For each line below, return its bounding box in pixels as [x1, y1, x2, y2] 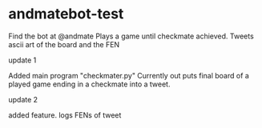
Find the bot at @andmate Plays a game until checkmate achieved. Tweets [8, 31, 254, 41]
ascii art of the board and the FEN [8, 39, 120, 49]
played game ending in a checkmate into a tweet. [8, 79, 171, 89]
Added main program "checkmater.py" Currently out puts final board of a [8, 70, 250, 80]
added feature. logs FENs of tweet [8, 110, 122, 120]
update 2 [8, 94, 38, 104]
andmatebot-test [8, 5, 124, 23]
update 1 [8, 55, 37, 65]
